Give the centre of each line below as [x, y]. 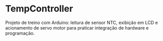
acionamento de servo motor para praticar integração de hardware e [77, 27]
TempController [39, 9]
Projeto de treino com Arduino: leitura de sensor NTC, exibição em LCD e [82, 22]
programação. [20, 33]
